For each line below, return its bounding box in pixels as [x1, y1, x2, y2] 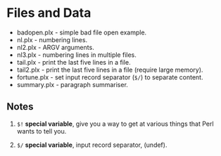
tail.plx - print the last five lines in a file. [16, 58, 131, 66]
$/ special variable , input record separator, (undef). [16, 141, 168, 149]
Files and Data [6, 5, 91, 21]
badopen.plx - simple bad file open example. [16, 28, 147, 37]
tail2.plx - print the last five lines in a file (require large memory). [16, 65, 203, 74]
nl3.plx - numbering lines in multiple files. [16, 51, 137, 59]
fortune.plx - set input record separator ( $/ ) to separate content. [16, 72, 203, 82]
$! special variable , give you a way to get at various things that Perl [16, 119, 214, 128]
